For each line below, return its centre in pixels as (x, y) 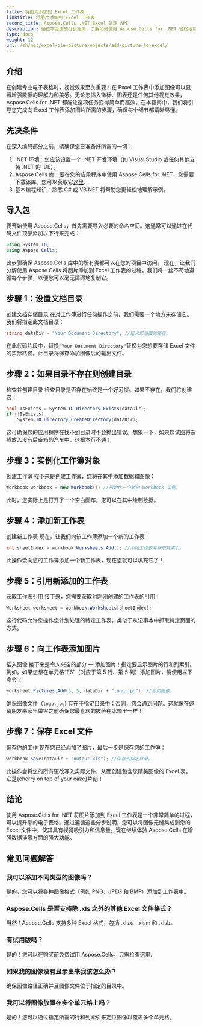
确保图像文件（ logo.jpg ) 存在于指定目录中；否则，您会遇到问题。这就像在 (98, 703)
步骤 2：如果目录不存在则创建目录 (69, 374)
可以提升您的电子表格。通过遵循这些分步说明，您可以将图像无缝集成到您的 (98, 823)
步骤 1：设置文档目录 (44, 298)
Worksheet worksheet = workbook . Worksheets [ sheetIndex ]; (79, 608)
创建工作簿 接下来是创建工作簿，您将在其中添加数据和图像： (81, 476)
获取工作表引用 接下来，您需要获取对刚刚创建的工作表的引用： (83, 597)
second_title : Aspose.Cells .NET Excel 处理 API (67, 23)
